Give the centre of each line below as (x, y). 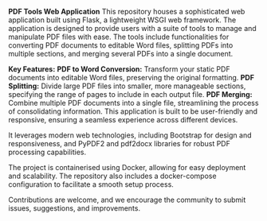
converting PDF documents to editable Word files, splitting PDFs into (121, 45)
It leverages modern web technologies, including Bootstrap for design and (130, 135)
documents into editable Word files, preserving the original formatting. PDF (132, 78)
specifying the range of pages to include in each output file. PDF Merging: (130, 94)
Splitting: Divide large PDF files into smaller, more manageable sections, (127, 86)
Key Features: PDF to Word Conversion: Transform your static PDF (119, 69)
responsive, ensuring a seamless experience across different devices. (123, 120)
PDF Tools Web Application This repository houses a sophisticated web (127, 12)
